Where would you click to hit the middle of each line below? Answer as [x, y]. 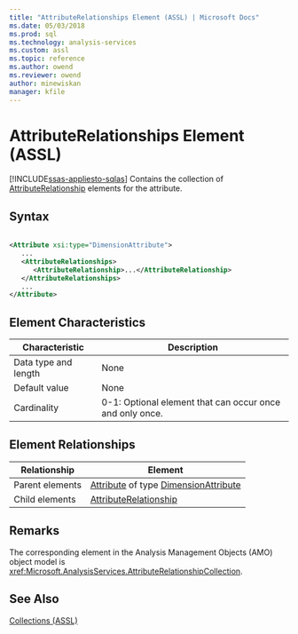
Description [193, 347]
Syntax [29, 216]
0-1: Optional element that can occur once [191, 402]
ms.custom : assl [39, 51]
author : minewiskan [45, 83]
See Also [34, 599]
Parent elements [48, 485]
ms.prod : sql [33, 34]
